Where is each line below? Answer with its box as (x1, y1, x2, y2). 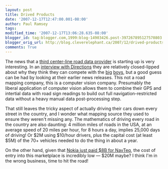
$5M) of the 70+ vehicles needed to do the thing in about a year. (5, 137, 138, 143)
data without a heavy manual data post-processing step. (5, 96, 121, 102)
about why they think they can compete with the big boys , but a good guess (5, 69, 162, 75)
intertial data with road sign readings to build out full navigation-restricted (5, 90, 157, 96)
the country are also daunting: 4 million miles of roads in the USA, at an (5, 121, 152, 127)
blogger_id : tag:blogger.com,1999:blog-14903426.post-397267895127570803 (5, 36, 162, 41)
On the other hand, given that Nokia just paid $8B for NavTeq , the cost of (5, 147, 156, 153)
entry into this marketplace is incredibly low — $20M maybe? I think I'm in (5, 152, 157, 158)
